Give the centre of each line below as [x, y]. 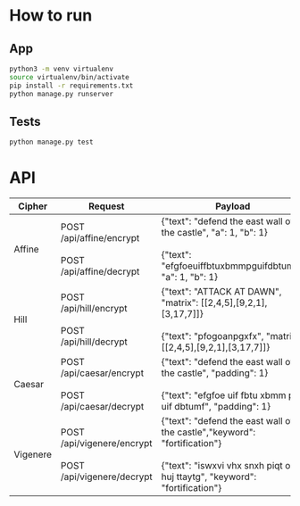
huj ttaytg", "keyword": [209, 477]
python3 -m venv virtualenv [62, 69]
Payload [233, 206]
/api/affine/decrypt [100, 271]
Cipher [33, 206]
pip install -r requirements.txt [71, 86]
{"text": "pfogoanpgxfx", [212, 336]
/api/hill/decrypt [94, 342]
